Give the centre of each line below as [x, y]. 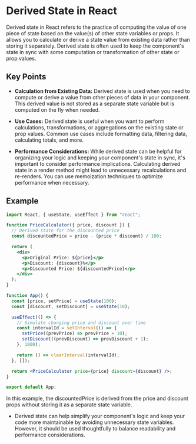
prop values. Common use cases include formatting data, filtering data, [101, 133]
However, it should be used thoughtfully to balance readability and [95, 429]
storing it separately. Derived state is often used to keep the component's [95, 46]
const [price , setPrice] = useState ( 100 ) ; [64, 301]
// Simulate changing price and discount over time [81, 323]
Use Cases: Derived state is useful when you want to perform [89, 121]
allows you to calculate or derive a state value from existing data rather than [98, 39]
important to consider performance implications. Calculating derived [97, 163]
